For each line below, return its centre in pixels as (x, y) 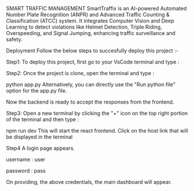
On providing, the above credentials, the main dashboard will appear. (89, 182)
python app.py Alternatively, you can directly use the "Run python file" (91, 84)
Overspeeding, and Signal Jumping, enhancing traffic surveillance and (91, 33)
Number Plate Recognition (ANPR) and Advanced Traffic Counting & (88, 15)
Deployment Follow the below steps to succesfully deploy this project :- (92, 51)
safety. (14, 39)
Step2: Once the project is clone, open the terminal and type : (80, 73)
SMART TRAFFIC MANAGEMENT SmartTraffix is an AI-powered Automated (96, 8)
